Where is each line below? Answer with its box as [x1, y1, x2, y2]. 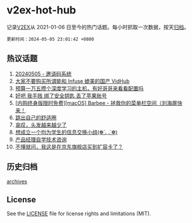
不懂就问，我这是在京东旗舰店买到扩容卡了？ [15, 143, 124, 150]
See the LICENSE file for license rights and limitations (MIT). [6, 210, 152, 217]
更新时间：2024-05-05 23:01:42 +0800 [6, 36, 94, 42]
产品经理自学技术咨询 [15, 135, 67, 143]
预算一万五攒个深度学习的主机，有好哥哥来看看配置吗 [15, 85, 144, 92]
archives [6, 177, 28, 184]
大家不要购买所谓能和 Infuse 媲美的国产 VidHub [15, 77, 130, 85]
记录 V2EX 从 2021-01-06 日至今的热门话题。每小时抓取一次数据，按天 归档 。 [6, 23, 190, 30]
